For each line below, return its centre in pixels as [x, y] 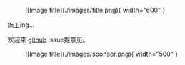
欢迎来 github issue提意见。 [48, 40]
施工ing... [21, 25]
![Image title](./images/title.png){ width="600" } [95, 10]
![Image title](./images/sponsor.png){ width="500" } [102, 54]
